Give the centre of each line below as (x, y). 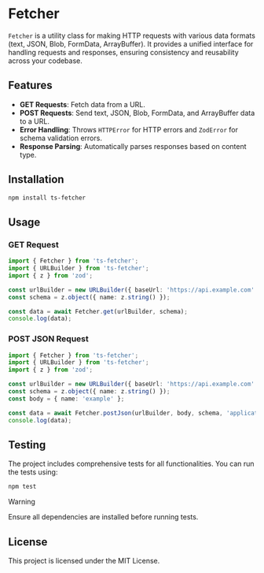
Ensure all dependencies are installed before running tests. (103, 517)
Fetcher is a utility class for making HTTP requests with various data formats (132, 35)
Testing (27, 445)
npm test (22, 487)
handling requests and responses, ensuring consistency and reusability (124, 52)
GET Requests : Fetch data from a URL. (82, 104)
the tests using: (33, 472)
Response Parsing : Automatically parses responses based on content (133, 146)
